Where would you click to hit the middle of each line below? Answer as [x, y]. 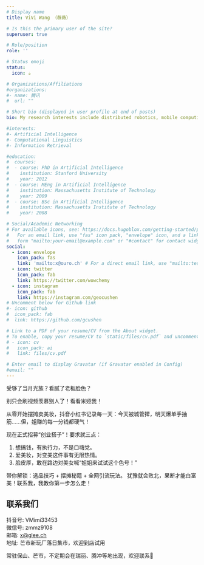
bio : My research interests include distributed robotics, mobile [92, 118]
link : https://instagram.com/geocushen [68, 297]
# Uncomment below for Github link [51, 303]
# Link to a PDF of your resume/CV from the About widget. [83, 331]
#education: [21, 156]
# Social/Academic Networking [45, 224]
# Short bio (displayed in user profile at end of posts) [81, 112]
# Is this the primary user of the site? [59, 29]
